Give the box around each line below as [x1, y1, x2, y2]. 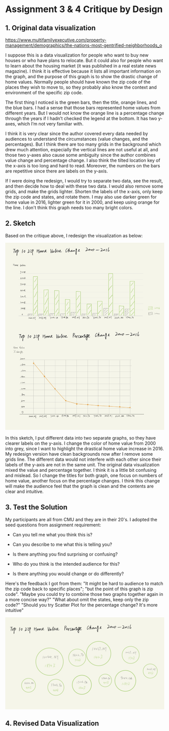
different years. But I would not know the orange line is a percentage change [5, 110, 164, 116]
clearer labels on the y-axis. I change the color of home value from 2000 [5, 440, 156, 446]
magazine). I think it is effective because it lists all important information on [5, 68, 161, 74]
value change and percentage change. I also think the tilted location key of [5, 157, 160, 163]
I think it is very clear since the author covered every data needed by [5, 131, 148, 137]
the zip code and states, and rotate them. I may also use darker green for [5, 194, 157, 200]
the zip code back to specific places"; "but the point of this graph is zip [5, 586, 153, 592]
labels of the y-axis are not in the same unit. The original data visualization [5, 461, 160, 467]
